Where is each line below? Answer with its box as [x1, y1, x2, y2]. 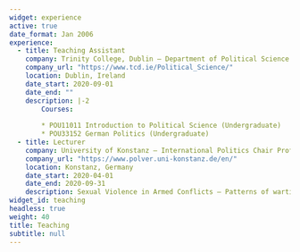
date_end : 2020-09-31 [25, 180, 105, 189]
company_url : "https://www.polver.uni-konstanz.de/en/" [25, 154, 238, 164]
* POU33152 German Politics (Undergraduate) [41, 130, 210, 139]
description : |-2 [25, 96, 90, 105]
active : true [9, 21, 58, 30]
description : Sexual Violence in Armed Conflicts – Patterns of [25, 188, 270, 197]
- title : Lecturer [17, 138, 87, 147]
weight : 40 [9, 212, 50, 222]
